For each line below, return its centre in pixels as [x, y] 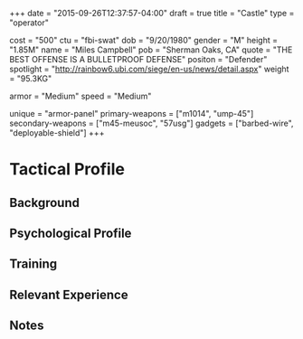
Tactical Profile [67, 169]
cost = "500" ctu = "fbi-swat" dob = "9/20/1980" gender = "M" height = [144, 40]
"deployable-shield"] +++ [57, 133]
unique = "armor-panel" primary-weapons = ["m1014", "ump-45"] [132, 113]
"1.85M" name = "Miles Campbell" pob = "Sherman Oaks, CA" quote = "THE [151, 50]
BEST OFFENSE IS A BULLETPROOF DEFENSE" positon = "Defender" [138, 59]
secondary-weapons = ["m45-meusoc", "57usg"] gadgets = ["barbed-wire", [151, 123]
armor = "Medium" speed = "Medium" [80, 96]
